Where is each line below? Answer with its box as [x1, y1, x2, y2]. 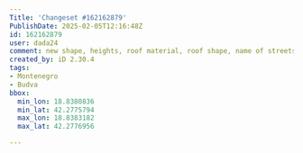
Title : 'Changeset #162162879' [9, 13, 127, 22]
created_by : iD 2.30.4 [9, 55, 95, 64]
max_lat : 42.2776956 [17, 122, 95, 131]
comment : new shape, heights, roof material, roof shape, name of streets [9, 47, 297, 56]
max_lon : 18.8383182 [17, 113, 95, 122]
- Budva [9, 80, 39, 89]
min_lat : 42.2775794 [17, 105, 95, 114]
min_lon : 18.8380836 [17, 96, 95, 106]
